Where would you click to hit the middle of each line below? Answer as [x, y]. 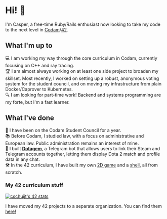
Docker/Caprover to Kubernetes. [39, 89]
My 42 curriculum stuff [34, 185]
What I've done [30, 118]
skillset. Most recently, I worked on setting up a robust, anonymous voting [82, 78]
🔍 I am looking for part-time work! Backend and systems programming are [83, 95]
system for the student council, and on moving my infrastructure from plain [83, 83]
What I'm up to [29, 46]
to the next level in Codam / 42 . [37, 29]
